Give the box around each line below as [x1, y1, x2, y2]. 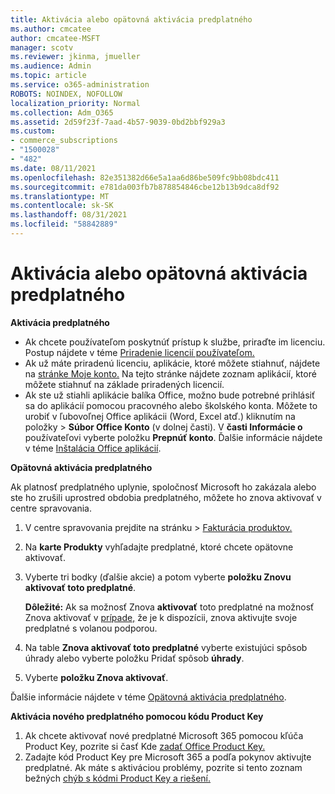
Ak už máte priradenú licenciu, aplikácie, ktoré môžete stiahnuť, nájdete [24, 357, 321, 369]
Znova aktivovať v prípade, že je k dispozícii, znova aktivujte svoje [24, 611, 298, 623]
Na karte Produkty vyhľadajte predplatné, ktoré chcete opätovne [24, 541, 294, 553]
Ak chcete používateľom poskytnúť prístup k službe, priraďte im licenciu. [24, 336, 326, 348]
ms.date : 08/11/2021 [10, 163, 97, 173]
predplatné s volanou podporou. [24, 622, 158, 634]
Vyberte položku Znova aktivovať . [24, 671, 169, 683]
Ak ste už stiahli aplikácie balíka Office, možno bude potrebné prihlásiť [24, 389, 316, 401]
